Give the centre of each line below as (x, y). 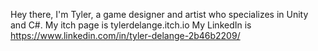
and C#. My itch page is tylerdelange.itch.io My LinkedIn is (131, 25)
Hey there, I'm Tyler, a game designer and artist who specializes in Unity (159, 14)
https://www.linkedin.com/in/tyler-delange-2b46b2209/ (125, 35)
